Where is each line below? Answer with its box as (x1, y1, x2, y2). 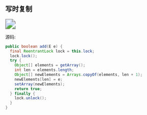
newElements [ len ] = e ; (14, 76, 63, 82)
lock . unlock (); (14, 96, 47, 101)
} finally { (10, 91, 36, 96)
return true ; (14, 86, 42, 91)
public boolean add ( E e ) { (5, 44, 63, 49)
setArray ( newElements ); (14, 82, 65, 87)
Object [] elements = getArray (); (14, 63, 86, 68)
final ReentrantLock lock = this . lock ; (10, 49, 95, 54)
